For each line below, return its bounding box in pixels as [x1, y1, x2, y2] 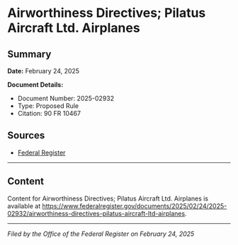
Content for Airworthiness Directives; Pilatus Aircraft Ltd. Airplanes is [7, 194, 209, 203]
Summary [7, 48, 52, 60]
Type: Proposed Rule [17, 102, 79, 110]
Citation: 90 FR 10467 [17, 109, 81, 117]
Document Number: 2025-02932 [17, 94, 115, 102]
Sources [7, 129, 45, 142]
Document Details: [7, 80, 64, 89]
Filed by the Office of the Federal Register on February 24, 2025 [7, 229, 195, 238]
